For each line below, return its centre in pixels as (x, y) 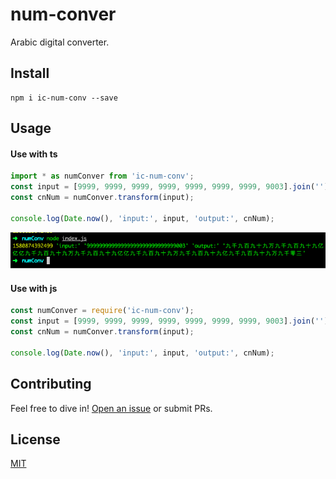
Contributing (51, 384)
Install (30, 73)
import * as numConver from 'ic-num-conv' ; (102, 176)
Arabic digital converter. (60, 42)
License (35, 439)
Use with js (34, 288)
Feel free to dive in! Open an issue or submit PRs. (111, 408)
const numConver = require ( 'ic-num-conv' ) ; (102, 311)
